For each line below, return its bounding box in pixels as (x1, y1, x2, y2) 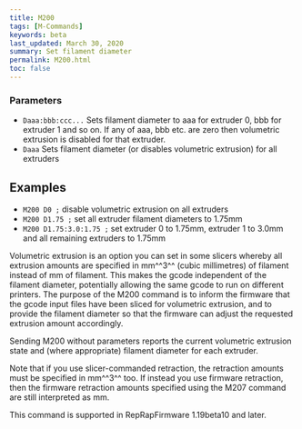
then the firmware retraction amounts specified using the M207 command (9, 382, 287, 393)
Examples (9, 179, 66, 195)
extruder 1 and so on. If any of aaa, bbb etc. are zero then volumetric (22, 125, 280, 135)
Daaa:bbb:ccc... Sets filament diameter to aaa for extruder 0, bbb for (22, 115, 282, 125)
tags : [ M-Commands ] (9, 22, 84, 31)
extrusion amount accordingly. (9, 317, 124, 328)
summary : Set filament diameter (9, 47, 132, 56)
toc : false (9, 65, 51, 74)
